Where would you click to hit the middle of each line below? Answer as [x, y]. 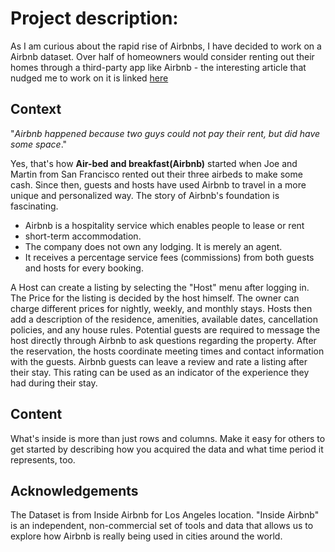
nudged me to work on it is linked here [89, 78]
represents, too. [43, 459]
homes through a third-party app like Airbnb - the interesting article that [158, 67]
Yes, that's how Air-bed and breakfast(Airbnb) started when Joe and [154, 163]
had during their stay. [54, 383]
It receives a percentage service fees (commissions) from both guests [169, 257]
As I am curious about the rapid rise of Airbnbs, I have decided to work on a [166, 46]
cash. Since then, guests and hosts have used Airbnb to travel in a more [158, 184]
